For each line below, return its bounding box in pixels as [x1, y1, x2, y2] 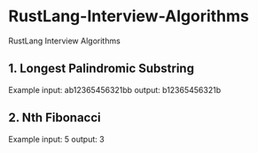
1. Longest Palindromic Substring [8, 61, 194, 76]
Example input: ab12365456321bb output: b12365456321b [8, 84, 222, 95]
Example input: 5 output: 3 [8, 134, 105, 144]
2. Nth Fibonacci [8, 111, 101, 126]
